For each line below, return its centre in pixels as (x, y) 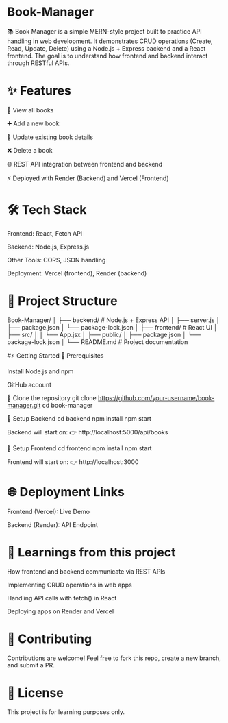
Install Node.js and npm (40, 371)
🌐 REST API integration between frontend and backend (85, 164)
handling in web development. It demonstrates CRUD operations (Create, (110, 41)
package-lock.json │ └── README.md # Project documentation (98, 342)
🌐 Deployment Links (66, 492)
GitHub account (29, 384)
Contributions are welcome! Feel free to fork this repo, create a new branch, (114, 658)
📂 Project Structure (62, 301)
